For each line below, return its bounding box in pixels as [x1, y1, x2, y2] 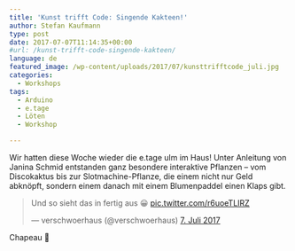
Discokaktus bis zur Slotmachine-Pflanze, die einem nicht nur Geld [9, 171, 253, 182]
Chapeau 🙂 [9, 232, 50, 242]
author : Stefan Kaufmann [9, 21, 101, 30]
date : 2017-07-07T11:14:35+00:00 [9, 37, 133, 47]
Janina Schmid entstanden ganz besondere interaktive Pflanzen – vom [9, 161, 267, 172]
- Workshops [17, 79, 62, 88]
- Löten [17, 112, 46, 121]
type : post [9, 29, 50, 38]
